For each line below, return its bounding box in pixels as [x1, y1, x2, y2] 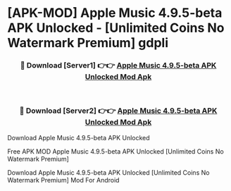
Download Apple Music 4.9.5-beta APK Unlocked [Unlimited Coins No [7, 168, 210, 177]
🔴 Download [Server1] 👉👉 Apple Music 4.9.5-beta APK [20, 61, 217, 70]
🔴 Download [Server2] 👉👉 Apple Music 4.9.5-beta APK [19, 106, 218, 116]
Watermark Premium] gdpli [7, 35, 169, 51]
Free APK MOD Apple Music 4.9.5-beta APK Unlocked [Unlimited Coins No [7, 147, 224, 156]
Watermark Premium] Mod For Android [7, 175, 120, 184]
